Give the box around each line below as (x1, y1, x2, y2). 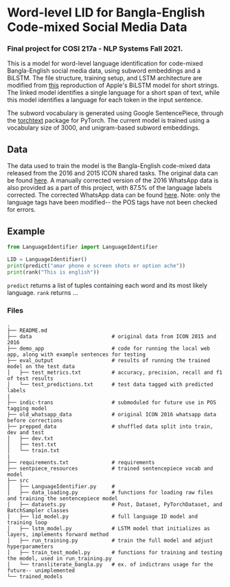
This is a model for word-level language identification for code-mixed (7, 60, 203, 68)
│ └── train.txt (7, 447, 60, 454)
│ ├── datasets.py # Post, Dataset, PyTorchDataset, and (7, 501, 223, 508)
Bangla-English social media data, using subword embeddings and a (7, 67, 201, 75)
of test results (7, 375, 54, 382)
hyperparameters (7, 543, 54, 550)
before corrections (7, 417, 63, 424)
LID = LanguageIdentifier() (7, 256, 88, 263)
